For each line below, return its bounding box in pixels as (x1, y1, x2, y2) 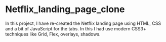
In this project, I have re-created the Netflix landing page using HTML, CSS (5, 20, 161, 26)
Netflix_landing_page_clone (5, 4, 125, 15)
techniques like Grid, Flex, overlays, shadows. (5, 31, 101, 37)
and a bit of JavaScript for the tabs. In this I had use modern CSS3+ (5, 25, 147, 31)
